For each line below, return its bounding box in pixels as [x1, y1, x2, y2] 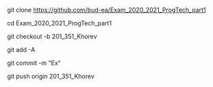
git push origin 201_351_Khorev [7, 72, 95, 80]
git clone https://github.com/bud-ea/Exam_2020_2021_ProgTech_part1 [7, 6, 207, 14]
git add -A [7, 46, 36, 53]
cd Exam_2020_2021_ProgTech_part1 [7, 19, 112, 27]
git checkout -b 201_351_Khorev [7, 32, 97, 40]
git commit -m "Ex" [7, 59, 62, 67]
